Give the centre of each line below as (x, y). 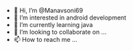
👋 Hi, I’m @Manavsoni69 (48, 10)
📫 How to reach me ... (45, 40)
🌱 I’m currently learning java (53, 25)
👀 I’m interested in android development (70, 18)
